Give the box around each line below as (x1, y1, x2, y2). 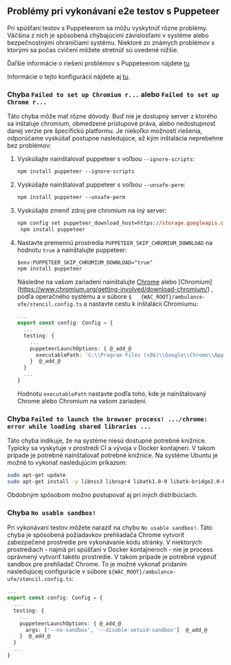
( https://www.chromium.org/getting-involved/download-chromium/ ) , (16, 285, 213, 293)
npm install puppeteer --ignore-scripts (16, 168, 135, 175)
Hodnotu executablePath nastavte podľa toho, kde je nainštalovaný (16, 389, 207, 398)
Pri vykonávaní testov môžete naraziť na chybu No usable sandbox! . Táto (7, 523, 213, 532)
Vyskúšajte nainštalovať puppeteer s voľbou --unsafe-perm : (16, 180, 186, 189)
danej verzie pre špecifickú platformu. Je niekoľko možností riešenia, (7, 127, 203, 135)
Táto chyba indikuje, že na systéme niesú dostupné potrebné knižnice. (7, 436, 207, 445)
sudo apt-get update (7, 472, 67, 479)
